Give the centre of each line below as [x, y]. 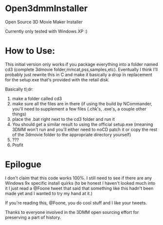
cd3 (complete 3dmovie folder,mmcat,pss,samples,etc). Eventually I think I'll [81, 69]
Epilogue [23, 165]
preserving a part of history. [33, 217]
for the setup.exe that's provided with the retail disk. [57, 80]
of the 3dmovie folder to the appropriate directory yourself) [72, 134]
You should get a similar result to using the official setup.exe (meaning [82, 124]
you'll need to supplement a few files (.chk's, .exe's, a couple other [79, 109]
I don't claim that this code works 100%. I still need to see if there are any [79, 178]
